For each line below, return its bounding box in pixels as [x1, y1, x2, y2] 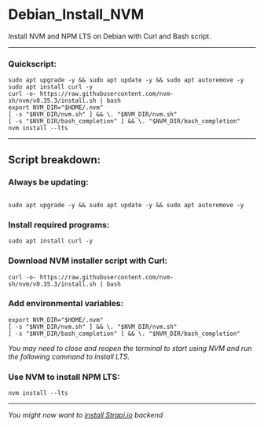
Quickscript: [8, 58, 57, 69]
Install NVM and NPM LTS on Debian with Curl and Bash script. [8, 31, 212, 41]
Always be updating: [8, 177, 89, 188]
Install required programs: [8, 219, 110, 230]
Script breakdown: [8, 153, 101, 166]
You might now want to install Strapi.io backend [8, 411, 163, 420]
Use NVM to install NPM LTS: [8, 371, 120, 382]
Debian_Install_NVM [8, 5, 145, 24]
